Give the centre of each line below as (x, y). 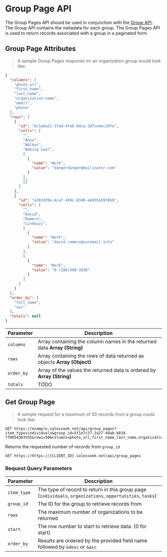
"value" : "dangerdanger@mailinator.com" (74, 168)
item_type (19, 493)
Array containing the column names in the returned (97, 341)
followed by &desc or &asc (67, 547)
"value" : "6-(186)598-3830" (61, 270)
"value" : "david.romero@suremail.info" (73, 242)
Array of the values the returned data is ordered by (97, 370)
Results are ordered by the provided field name (92, 541)
